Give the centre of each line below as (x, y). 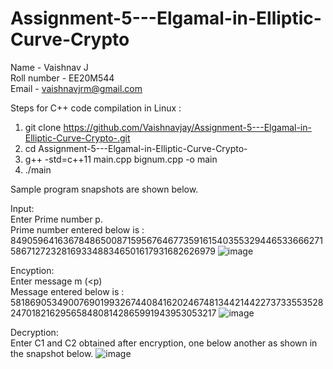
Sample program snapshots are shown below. (104, 189)
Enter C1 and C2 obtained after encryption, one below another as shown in (164, 343)
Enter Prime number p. (56, 219)
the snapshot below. (52, 353)
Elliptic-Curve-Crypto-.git (77, 138)
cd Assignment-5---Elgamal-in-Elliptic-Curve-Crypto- (136, 148)
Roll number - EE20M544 (62, 78)
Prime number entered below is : (77, 229)
